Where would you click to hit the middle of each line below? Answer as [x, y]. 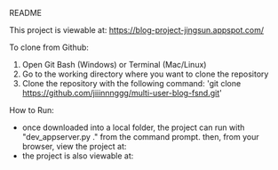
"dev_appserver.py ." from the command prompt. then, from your [140, 137]
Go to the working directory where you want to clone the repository [145, 74]
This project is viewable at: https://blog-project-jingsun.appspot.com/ [137, 30]
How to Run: [32, 110]
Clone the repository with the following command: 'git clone [131, 83]
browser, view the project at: [74, 146]
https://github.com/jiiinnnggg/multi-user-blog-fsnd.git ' [122, 93]
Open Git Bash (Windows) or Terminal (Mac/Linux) [114, 65]
